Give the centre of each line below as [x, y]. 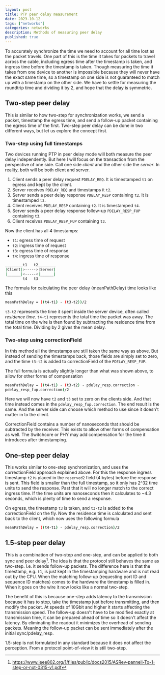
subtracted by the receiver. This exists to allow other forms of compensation [82, 430]
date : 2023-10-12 [23, 19]
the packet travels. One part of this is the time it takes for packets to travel [80, 56]
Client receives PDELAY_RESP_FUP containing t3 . [59, 221]
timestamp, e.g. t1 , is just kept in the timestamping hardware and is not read [82, 571]
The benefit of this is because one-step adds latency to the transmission [79, 596]
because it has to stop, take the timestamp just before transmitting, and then [82, 602]
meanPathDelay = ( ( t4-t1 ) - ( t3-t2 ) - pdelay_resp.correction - [72, 385]
